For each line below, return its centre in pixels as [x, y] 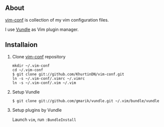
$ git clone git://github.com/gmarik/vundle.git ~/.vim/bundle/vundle [86, 101]
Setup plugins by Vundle [37, 110]
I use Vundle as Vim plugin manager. [42, 29]
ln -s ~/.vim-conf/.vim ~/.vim [44, 83]
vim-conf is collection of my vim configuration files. [57, 20]
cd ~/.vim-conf [28, 70]
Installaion [21, 45]
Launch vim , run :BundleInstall [44, 119]
